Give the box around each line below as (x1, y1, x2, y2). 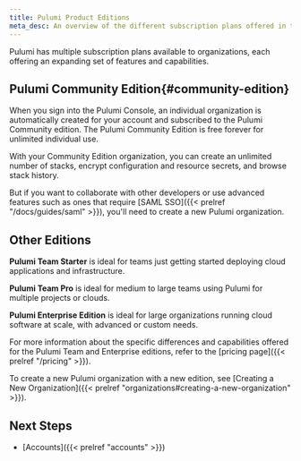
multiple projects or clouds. (9, 293, 110, 303)
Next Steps (9, 418, 73, 433)
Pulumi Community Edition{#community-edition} (9, 81, 289, 97)
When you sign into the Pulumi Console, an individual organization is (9, 105, 262, 116)
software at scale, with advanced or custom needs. (9, 320, 199, 330)
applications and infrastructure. (9, 266, 125, 277)
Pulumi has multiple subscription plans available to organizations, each (9, 46, 271, 56)
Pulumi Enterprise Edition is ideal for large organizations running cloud (9, 310, 273, 320)
